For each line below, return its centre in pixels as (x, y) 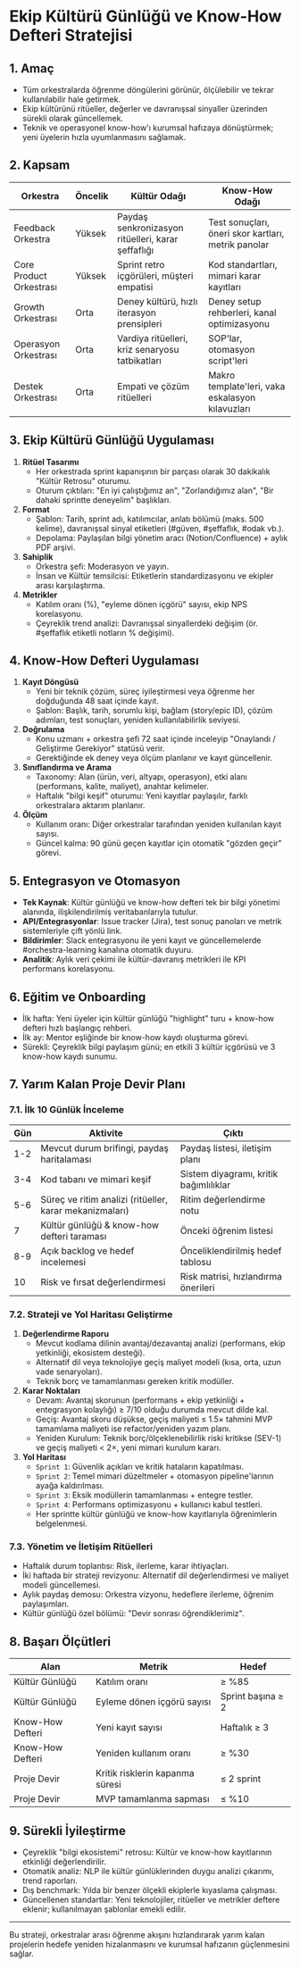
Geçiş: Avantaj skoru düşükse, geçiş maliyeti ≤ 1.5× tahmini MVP (154, 1419)
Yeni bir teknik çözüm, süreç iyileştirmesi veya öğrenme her (145, 692)
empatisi (135, 287)
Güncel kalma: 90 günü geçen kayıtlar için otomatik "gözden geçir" (159, 843)
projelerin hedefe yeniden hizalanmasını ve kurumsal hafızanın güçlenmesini (150, 1944)
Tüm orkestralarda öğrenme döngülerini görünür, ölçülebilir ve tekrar (148, 90)
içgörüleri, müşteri (155, 276)
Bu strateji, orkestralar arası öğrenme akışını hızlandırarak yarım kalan (137, 1934)
